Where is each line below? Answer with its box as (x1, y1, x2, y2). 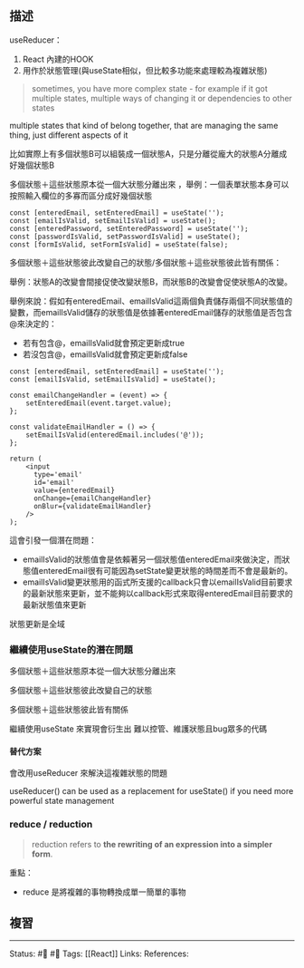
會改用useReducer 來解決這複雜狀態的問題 (9, 768, 168, 779)
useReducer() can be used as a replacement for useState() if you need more (9, 786, 294, 797)
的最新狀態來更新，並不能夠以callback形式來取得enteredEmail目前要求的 (22, 587, 293, 598)
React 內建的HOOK (22, 53, 94, 64)
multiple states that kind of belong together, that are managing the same (9, 120, 279, 131)
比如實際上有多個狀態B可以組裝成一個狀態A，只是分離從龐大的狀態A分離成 (9, 148, 288, 159)
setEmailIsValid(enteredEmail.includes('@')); (25, 430, 204, 440)
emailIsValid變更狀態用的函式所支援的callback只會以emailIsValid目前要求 (22, 576, 293, 587)
